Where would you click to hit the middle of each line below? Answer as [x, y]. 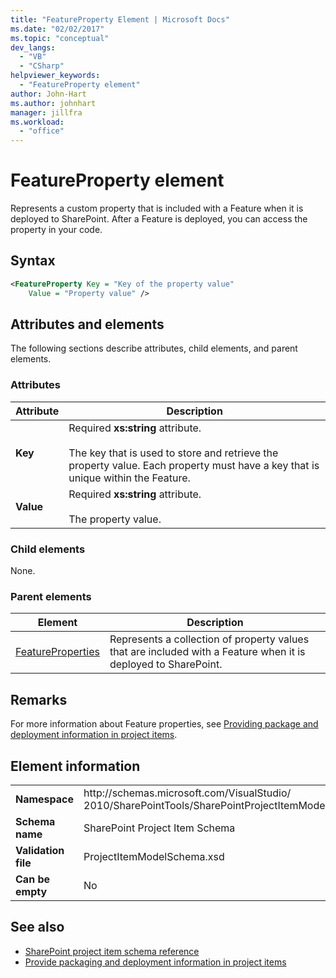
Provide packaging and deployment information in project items [155, 962]
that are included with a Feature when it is [207, 652]
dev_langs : [33, 47]
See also [37, 927]
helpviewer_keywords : [55, 76]
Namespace [45, 799]
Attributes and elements [87, 324]
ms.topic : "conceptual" [60, 38]
